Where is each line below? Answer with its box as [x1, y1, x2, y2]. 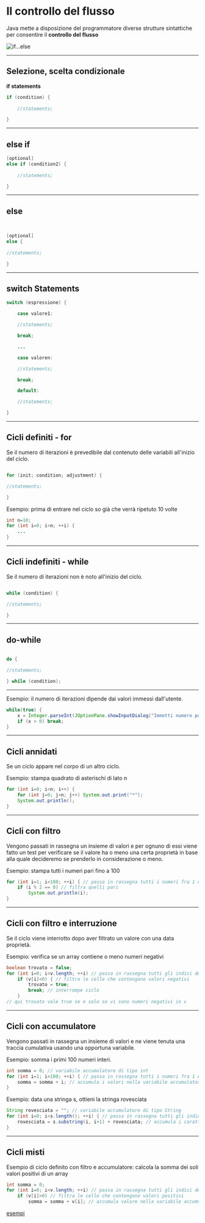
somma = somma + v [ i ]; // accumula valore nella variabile [28, 1199, 182, 1205]
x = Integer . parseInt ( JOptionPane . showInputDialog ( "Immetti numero [17, 712, 192, 718]
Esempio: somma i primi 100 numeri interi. [6, 1056, 112, 1063]
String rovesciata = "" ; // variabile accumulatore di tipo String [6, 1108, 182, 1114]
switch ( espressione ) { [6, 300, 67, 306]
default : [17, 388, 40, 394]
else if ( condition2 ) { [6, 161, 67, 167]
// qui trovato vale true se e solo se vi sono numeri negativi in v [6, 999, 187, 1005]
